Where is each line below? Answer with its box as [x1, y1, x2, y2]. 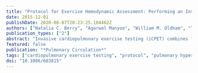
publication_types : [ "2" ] [6, 31, 70, 36]
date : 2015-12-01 [6, 14, 49, 20]
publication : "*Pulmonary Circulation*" [6, 47, 107, 53]
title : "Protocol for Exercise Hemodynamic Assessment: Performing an [6, 8, 183, 15]
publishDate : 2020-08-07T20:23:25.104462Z [6, 19, 112, 25]
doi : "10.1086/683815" [6, 58, 62, 64]
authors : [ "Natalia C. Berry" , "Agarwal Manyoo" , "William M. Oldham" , [6, 25, 186, 31]
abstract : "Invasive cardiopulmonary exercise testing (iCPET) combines [6, 36, 189, 42]
